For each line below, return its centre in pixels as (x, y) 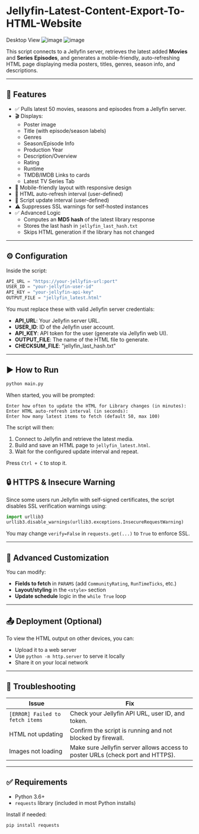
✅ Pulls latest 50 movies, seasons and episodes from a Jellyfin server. (100, 109)
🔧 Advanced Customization (58, 558)
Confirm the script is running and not (121, 730)
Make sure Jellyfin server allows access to (129, 747)
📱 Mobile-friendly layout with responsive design (73, 187)
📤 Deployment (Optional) (54, 621)
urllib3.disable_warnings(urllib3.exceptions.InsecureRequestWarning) (95, 522)
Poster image (40, 124)
